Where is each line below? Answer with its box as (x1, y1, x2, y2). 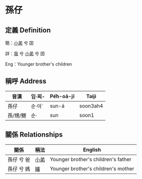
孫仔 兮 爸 (7, 156, 31, 163)
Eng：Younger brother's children (5, 61, 72, 67)
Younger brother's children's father (49, 156, 132, 163)
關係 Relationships (5, 130, 63, 139)
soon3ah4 (79, 102, 103, 109)
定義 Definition (5, 26, 51, 34)
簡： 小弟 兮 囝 (5, 40, 34, 46)
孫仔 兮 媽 (7, 165, 31, 172)
